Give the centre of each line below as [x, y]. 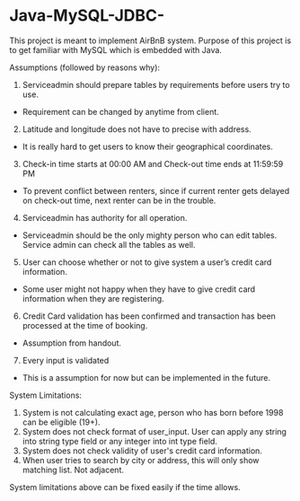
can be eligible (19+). [61, 422]
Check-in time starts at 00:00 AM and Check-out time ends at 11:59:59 [153, 163]
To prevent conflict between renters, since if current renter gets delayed [156, 190]
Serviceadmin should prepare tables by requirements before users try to [156, 84]
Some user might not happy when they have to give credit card [139, 289]
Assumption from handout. [72, 343]
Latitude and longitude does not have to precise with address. [137, 129]
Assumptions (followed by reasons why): [84, 67]
